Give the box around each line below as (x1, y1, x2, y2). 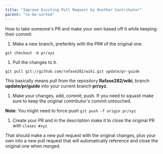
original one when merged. (5, 143, 61, 149)
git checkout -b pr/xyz (5, 50, 55, 55)
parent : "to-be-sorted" (5, 12, 55, 17)
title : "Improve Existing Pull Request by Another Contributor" (5, 7, 142, 12)
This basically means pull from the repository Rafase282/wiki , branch (5, 77, 150, 83)
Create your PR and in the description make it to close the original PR (12, 117, 155, 123)
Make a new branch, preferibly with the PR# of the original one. (12, 40, 143, 46)
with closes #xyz (12, 122, 47, 128)
